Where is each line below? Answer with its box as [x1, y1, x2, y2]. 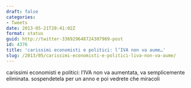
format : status [6, 31, 44, 37]
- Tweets [6, 19, 28, 25]
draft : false [6, 8, 39, 15]
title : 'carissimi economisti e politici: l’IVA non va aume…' [6, 47, 166, 53]
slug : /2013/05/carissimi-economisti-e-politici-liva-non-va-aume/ [6, 53, 177, 58]
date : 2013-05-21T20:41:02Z [6, 25, 76, 31]
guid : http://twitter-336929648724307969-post [6, 36, 123, 42]
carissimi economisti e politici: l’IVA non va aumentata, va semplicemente [6, 69, 185, 76]
